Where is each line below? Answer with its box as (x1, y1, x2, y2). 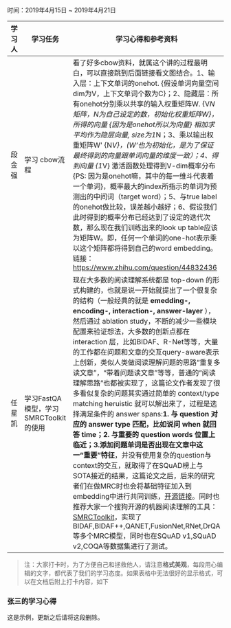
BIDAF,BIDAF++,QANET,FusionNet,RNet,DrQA (72, 522, 221, 530)
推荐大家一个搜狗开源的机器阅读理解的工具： (72, 502, 218, 511)
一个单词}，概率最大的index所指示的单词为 (72, 181, 210, 191)
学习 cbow (24, 155, 58, 164)
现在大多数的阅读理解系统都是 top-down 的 (72, 276, 213, 284)
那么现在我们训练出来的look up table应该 (86, 223, 218, 232)
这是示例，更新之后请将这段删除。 (7, 614, 104, 622)
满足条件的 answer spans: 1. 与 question (79, 410, 210, 418)
